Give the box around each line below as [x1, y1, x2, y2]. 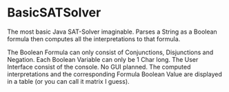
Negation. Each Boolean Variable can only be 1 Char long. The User [7, 55, 199, 63]
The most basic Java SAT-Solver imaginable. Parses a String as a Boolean [7, 27, 217, 36]
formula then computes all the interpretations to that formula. [7, 34, 181, 43]
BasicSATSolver [7, 5, 101, 21]
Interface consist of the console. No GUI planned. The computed [7, 62, 191, 71]
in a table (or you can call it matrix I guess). [7, 77, 130, 85]
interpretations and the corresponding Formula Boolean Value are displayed [7, 70, 222, 78]
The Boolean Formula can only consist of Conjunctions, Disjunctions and [7, 48, 214, 56]
